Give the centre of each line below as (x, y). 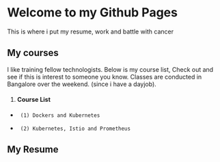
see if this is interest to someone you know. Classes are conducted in (105, 77)
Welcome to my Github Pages (92, 13)
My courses (33, 53)
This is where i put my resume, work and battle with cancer (91, 31)
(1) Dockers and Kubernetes (60, 115)
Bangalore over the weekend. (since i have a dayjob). (82, 84)
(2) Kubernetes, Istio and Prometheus (75, 129)
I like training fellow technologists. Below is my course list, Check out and (110, 69)
